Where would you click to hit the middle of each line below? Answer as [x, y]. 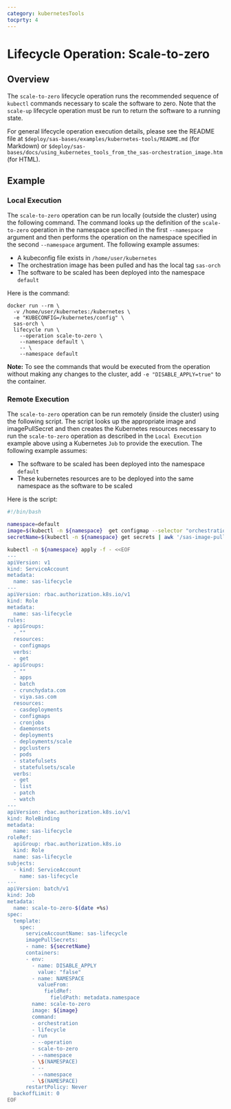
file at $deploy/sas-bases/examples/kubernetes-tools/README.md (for [103, 138]
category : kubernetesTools [46, 13]
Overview [29, 80]
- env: [35, 959]
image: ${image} [55, 1010]
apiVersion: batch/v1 [38, 889]
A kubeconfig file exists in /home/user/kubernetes [87, 258]
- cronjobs [29, 722]
